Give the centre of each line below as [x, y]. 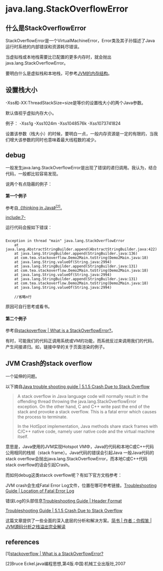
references [22, 542]
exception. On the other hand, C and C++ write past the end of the [83, 407]
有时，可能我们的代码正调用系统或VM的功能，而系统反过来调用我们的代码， [81, 341]
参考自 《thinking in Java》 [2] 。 [35, 207]
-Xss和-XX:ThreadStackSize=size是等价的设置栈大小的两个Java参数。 [76, 102]
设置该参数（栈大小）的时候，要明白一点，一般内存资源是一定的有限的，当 [80, 133]
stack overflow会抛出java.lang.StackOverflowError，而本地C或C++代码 [76, 458]
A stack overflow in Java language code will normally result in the [83, 396]
